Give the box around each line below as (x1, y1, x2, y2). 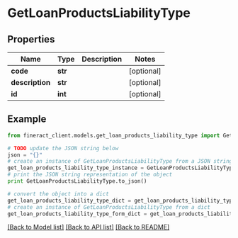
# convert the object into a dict (7, 190, 110, 198)
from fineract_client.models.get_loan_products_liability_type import (7, 132, 220, 139)
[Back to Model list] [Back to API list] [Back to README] (7, 223, 170, 232)
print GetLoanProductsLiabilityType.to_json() (7, 178, 147, 185)
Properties (7, 33, 55, 45)
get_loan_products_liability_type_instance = (7, 164, 144, 171)
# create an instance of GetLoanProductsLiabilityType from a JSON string (7, 158, 233, 165)
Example (7, 113, 47, 125)
